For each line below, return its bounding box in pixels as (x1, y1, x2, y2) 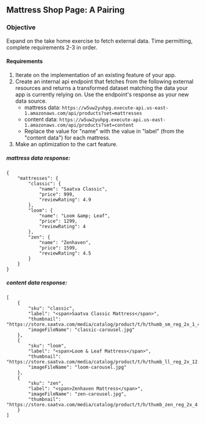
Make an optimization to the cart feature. (15, 140, 118, 147)
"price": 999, (38, 191, 75, 198)
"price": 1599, (38, 245, 78, 251)
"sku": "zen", (28, 380, 64, 386)
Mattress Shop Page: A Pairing (6, 5, 125, 15)
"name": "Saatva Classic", (38, 186, 108, 192)
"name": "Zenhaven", (38, 239, 92, 245)
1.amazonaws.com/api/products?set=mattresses (24, 110, 142, 116)
